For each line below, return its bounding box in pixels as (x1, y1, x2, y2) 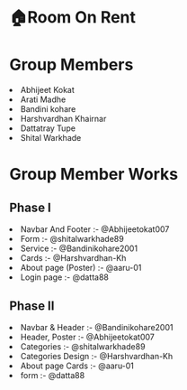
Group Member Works (9, 164, 178, 185)
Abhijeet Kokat (21, 85, 75, 96)
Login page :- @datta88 (21, 272, 110, 283)
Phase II (9, 298, 55, 313)
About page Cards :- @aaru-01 (21, 360, 135, 371)
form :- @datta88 (21, 369, 85, 380)
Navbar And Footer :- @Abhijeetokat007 (21, 224, 170, 235)
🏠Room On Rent (9, 7, 137, 28)
